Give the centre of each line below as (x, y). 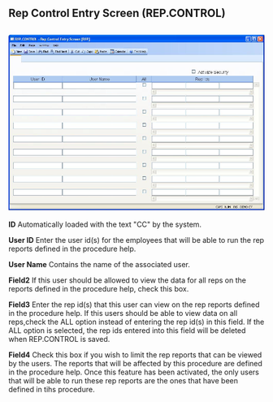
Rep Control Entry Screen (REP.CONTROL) (117, 13)
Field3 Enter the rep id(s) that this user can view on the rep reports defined (134, 305)
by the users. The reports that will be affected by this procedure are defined (135, 364)
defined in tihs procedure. (52, 390)
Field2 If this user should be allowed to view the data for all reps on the (127, 280)
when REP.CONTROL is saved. (59, 339)
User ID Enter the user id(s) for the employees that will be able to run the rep (136, 240)
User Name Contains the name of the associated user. (100, 265)
